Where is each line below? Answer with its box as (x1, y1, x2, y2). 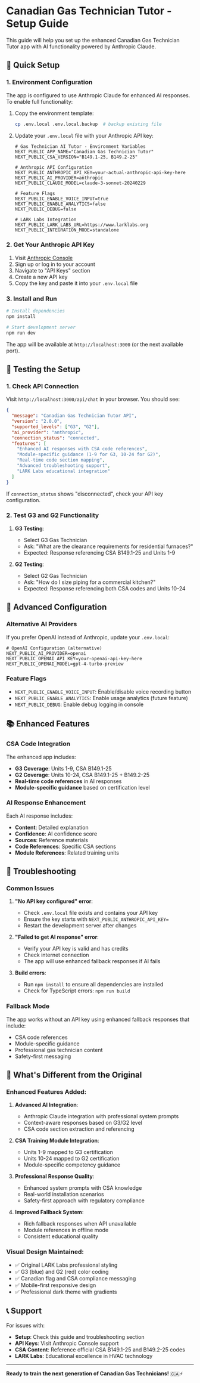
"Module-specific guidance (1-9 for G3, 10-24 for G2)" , (17, 451, 161, 457)
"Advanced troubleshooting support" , (17, 463, 111, 469)
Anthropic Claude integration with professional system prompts (23, 1113, 179, 1120)
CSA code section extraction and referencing (23, 1125, 135, 1133)
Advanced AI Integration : (14, 1102, 79, 1109)
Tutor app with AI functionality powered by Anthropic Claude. (6, 43, 157, 50)
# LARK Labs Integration (14, 216, 77, 222)
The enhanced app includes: (6, 753, 76, 760)
